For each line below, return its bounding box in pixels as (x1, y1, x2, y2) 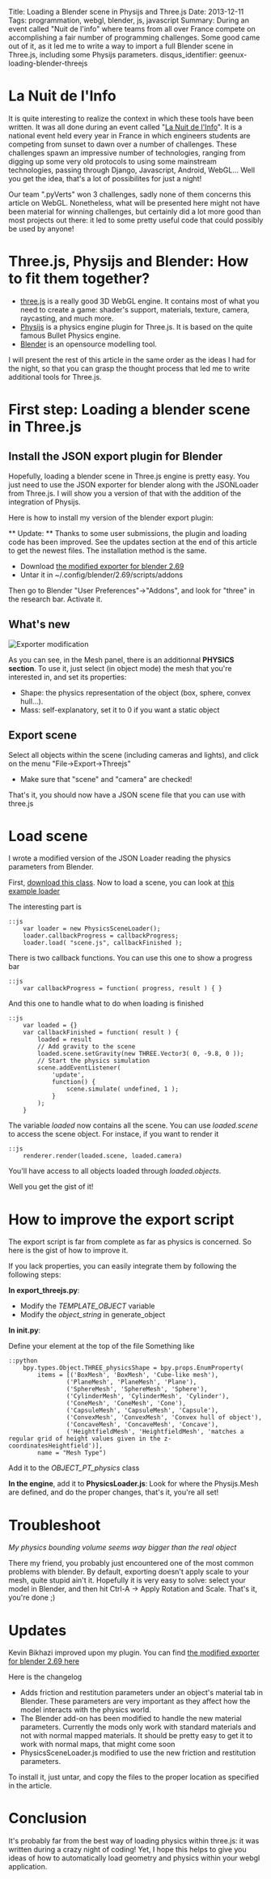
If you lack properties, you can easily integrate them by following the (8, 1261, 237, 1271)
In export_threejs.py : (8, 1286, 80, 1295)
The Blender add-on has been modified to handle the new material (19, 1714, 243, 1724)
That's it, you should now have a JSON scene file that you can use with (8, 789, 246, 800)
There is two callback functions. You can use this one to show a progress (8, 953, 253, 963)
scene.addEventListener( (37, 1064, 121, 1072)
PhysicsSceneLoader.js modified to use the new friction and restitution (19, 1748, 256, 1758)
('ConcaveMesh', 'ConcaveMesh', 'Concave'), (66, 1421, 219, 1429)
